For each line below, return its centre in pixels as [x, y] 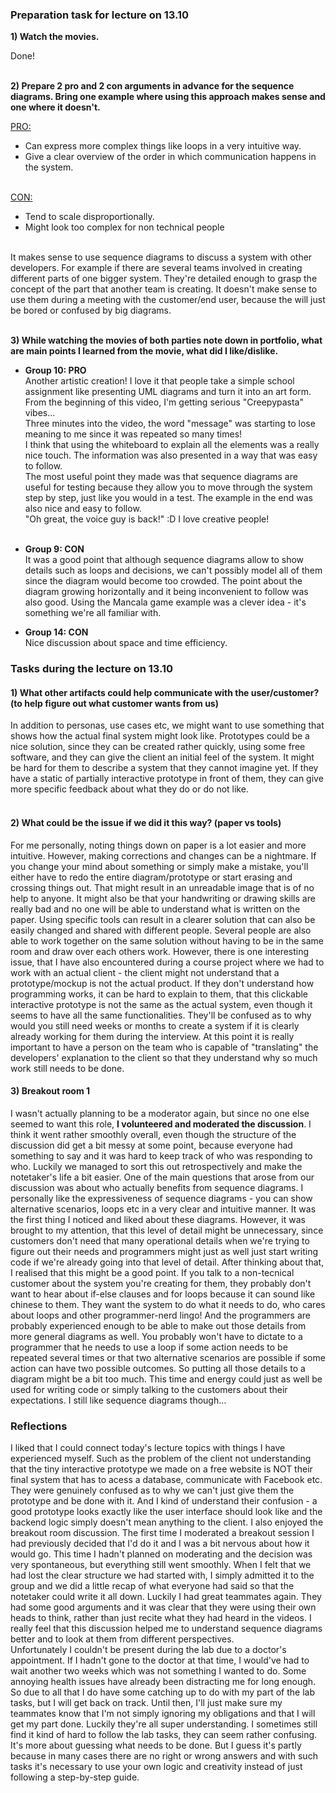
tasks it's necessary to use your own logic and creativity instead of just [156, 1767]
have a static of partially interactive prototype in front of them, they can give [167, 779]
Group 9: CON [54, 549]
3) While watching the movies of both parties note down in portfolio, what [166, 340]
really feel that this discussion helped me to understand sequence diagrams [166, 1629]
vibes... [40, 413]
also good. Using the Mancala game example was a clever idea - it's [165, 602]
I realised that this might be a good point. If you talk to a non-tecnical [152, 1272]
